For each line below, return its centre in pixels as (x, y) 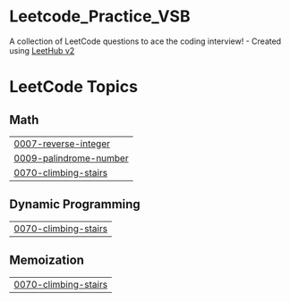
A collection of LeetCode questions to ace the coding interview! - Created (145, 41)
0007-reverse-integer (62, 143)
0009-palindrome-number (71, 158)
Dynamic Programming (75, 204)
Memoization (47, 260)
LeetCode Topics (74, 87)
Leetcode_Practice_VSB (100, 17)
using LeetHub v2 (42, 50)
